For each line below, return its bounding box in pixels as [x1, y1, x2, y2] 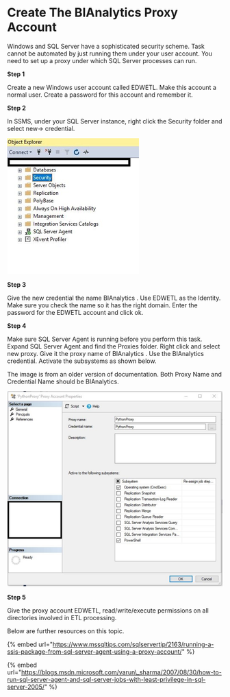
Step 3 [7, 280, 26, 289]
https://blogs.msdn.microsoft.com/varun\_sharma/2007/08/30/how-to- [21, 668, 222, 676]
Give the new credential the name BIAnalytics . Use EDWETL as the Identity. [7, 294, 221, 302]
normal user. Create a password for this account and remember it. [7, 91, 193, 99]
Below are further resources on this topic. [7, 627, 125, 635]
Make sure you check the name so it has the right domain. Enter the [7, 300, 198, 309]
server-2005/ [7, 683, 45, 691]
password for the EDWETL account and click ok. [7, 308, 144, 316]
